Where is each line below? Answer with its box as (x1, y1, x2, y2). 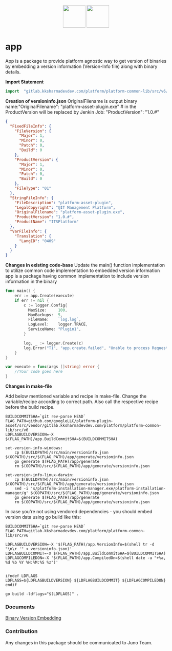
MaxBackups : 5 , (28, 312, 63, 317)
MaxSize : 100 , (28, 308, 68, 313)
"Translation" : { (14, 233, 52, 239)
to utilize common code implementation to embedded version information (5, 267, 160, 274)
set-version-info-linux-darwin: (5, 473, 74, 478)
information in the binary (5, 278, 57, 285)
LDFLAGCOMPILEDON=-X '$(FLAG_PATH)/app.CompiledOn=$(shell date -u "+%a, (5, 555, 166, 560)
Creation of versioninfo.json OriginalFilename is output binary (5, 98, 137, 104)
